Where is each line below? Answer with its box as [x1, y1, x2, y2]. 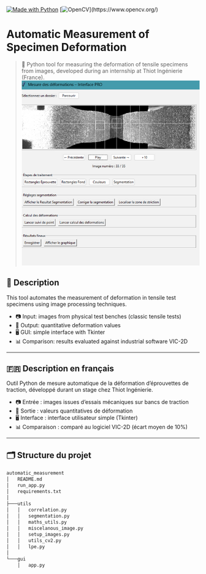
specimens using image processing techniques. [6, 300, 127, 308]
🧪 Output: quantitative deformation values [15, 321, 121, 328]
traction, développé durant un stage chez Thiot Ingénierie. [6, 386, 153, 394]
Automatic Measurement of [6, 28, 150, 41]
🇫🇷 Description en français [6, 363, 115, 374]
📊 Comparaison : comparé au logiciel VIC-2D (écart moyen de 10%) [15, 424, 188, 431]
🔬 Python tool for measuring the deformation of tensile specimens [21, 60, 188, 68]
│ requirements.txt [6, 489, 62, 495]
